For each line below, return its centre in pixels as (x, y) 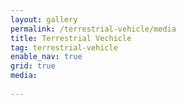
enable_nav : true (46, 57)
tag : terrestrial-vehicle (64, 47)
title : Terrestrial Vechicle (71, 38)
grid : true (33, 66)
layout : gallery (44, 19)
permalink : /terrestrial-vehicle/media (93, 29)
